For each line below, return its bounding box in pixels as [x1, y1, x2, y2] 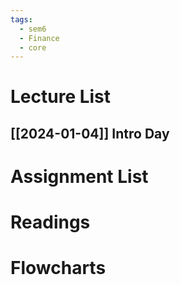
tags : [10, 14, 33, 25]
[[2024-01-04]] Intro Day [10, 125, 170, 142]
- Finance [19, 33, 60, 43]
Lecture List [10, 86, 112, 108]
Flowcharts [10, 257, 107, 280]
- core [19, 42, 47, 53]
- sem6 [19, 24, 47, 34]
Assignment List [10, 166, 149, 188]
